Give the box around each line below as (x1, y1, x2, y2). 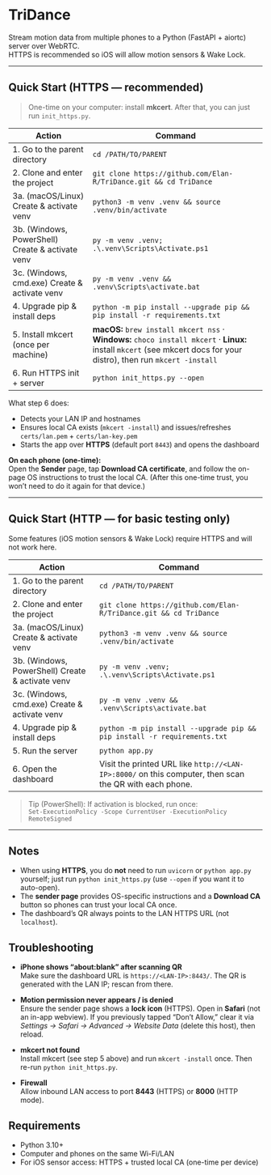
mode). (19, 1095, 44, 1105)
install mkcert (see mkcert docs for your (92, 344, 243, 355)
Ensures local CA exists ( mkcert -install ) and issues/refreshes (19, 422, 231, 432)
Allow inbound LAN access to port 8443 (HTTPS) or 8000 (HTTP (19, 1087, 239, 1097)
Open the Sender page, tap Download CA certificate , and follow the (8, 464, 236, 473)
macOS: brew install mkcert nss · (92, 324, 225, 335)
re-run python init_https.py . (19, 1063, 119, 1072)
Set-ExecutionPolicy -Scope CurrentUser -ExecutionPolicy (27, 808, 227, 816)
